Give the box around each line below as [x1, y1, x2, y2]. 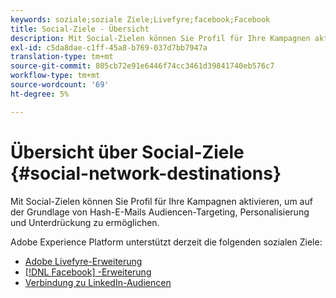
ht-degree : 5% [10, 89, 70, 99]
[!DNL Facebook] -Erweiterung [24, 266, 152, 278]
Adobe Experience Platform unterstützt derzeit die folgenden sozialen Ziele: [10, 236, 323, 248]
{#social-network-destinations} [10, 162, 282, 185]
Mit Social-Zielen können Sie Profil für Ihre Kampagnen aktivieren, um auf [10, 195, 313, 207]
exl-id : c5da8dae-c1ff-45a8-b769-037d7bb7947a [10, 42, 208, 53]
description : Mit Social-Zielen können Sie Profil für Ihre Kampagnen [10, 33, 311, 43]
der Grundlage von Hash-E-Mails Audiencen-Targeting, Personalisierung [10, 206, 310, 218]
